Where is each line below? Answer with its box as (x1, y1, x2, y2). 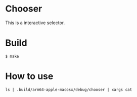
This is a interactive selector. (5, 20, 65, 26)
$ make (5, 54, 19, 59)
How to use (5, 71, 54, 82)
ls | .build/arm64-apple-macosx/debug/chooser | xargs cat (5, 87, 132, 92)
